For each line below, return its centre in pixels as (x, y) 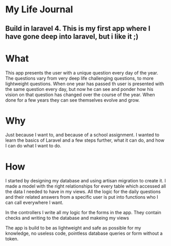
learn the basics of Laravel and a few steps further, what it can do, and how (85, 140)
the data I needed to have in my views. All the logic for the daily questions (83, 192)
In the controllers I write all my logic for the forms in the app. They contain (83, 213)
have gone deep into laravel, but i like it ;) (72, 36)
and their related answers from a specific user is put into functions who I (82, 197)
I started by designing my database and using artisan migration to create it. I (86, 181)
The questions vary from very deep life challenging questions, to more (79, 78)
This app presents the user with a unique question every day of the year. (82, 72)
